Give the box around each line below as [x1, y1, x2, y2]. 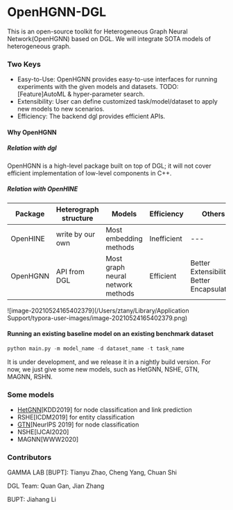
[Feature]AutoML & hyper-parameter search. [17, 90, 145, 98]
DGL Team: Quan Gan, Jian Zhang [7, 481, 105, 491]
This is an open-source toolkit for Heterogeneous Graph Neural [7, 27, 189, 35]
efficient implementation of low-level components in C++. [7, 168, 172, 177]
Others [202, 209, 225, 218]
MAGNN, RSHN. [7, 372, 53, 381]
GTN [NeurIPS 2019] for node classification [17, 420, 139, 429]
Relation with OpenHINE [7, 185, 78, 193]
